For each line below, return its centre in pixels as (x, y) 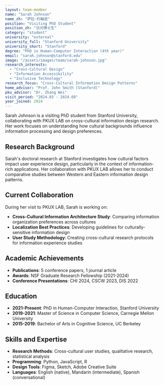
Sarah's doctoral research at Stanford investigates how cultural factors (77, 158)
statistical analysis (31, 356)
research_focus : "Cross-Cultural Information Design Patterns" (71, 83)
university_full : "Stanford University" (47, 42)
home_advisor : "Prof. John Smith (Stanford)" (52, 88)
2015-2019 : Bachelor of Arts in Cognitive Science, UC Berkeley (77, 324)
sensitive (21, 232)
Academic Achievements (45, 258)
